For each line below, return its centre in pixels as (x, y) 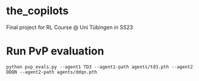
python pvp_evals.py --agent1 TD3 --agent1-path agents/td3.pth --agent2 (100, 67)
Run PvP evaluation (55, 51)
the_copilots (38, 11)
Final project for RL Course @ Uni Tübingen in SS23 (70, 27)
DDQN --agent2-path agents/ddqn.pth (52, 72)
